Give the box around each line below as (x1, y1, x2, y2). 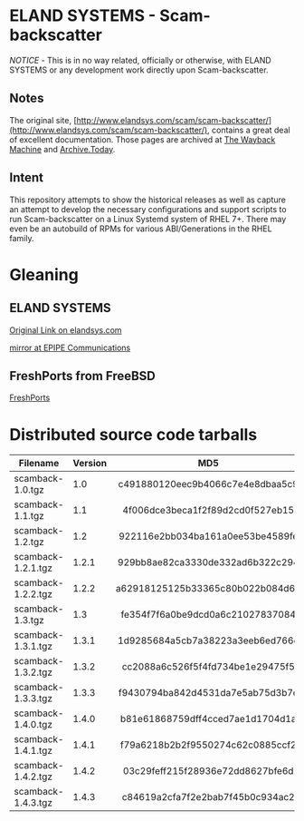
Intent (9, 170, 43, 186)
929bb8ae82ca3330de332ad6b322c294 (117, 556, 299, 569)
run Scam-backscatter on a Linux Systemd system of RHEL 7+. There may (9, 213, 287, 224)
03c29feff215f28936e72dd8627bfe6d (122, 765, 294, 777)
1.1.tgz (14, 510, 45, 523)
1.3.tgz (14, 614, 45, 627)
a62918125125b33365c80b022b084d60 (116, 582, 301, 595)
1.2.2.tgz (14, 588, 52, 601)
